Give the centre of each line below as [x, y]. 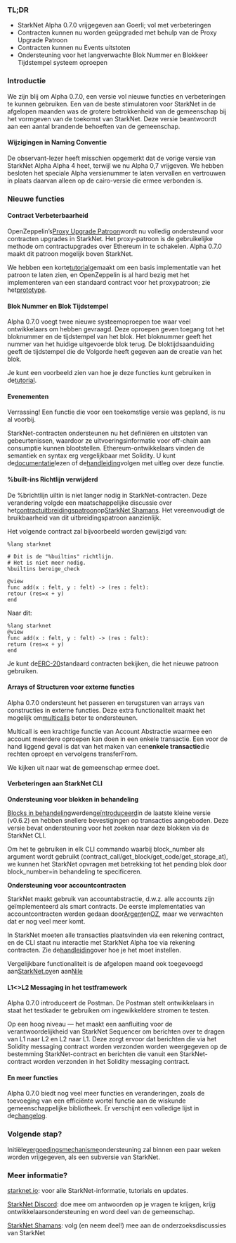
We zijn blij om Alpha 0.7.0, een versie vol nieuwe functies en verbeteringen [117, 96]
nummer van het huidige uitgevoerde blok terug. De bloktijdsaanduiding [111, 344]
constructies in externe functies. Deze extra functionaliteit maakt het [106, 710]
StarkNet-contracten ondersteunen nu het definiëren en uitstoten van [108, 433]
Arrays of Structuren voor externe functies [71, 687]
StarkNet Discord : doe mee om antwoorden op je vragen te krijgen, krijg [112, 1204]
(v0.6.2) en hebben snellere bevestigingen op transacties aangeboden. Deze [118, 820]
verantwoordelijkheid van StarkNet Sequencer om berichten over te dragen [116, 1031]
